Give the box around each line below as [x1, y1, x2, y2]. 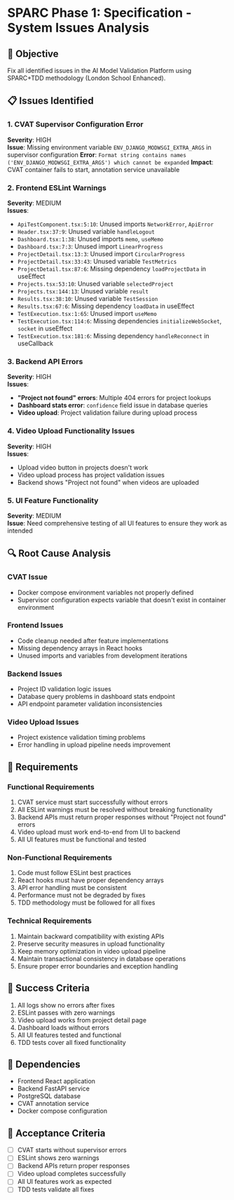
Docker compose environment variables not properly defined [17, 588, 194, 596]
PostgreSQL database [17, 1092, 81, 1100]
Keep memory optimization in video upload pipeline [17, 947, 166, 955]
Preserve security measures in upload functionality [17, 939, 165, 948]
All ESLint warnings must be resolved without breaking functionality [17, 806, 213, 814]
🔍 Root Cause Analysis [7, 547, 111, 559]
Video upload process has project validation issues [17, 470, 165, 479]
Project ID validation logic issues [17, 685, 112, 693]
